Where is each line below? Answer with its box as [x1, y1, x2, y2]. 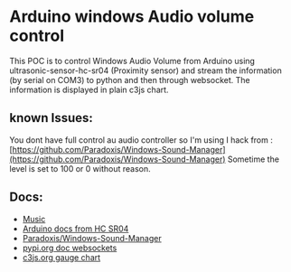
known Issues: [9, 110, 93, 126]
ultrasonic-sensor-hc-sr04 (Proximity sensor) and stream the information [9, 65, 282, 76]
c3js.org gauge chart [22, 251, 101, 263]
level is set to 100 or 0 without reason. [9, 163, 151, 174]
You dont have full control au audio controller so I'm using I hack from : [9, 134, 273, 145]
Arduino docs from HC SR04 [22, 223, 129, 234]
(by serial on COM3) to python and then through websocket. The [9, 74, 250, 85]
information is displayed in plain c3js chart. [9, 84, 169, 95]
